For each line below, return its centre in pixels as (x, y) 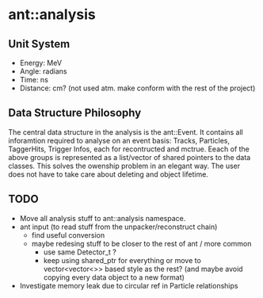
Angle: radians (43, 71)
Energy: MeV (40, 63)
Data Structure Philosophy (75, 113)
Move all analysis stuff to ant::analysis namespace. (103, 218)
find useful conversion (68, 235)
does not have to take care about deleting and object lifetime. (108, 174)
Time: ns (34, 80)
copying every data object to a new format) (114, 277)
